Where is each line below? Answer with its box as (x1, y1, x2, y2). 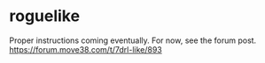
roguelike (9, 6, 81, 26)
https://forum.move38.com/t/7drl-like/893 (9, 44, 162, 54)
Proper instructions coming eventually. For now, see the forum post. (9, 35, 257, 45)
